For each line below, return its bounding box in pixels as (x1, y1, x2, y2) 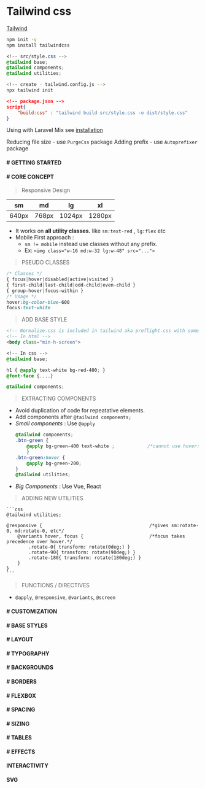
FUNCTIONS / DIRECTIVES (21, 582, 90, 589)
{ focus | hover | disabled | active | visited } (6, 276, 114, 283)
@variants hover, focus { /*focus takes (17, 533, 185, 539)
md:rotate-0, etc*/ (14, 528, 64, 535)
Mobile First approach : (15, 234, 74, 241)
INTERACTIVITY (6, 762, 49, 770)
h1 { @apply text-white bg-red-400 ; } (6, 367, 106, 373)
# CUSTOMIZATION (6, 608, 57, 615)
